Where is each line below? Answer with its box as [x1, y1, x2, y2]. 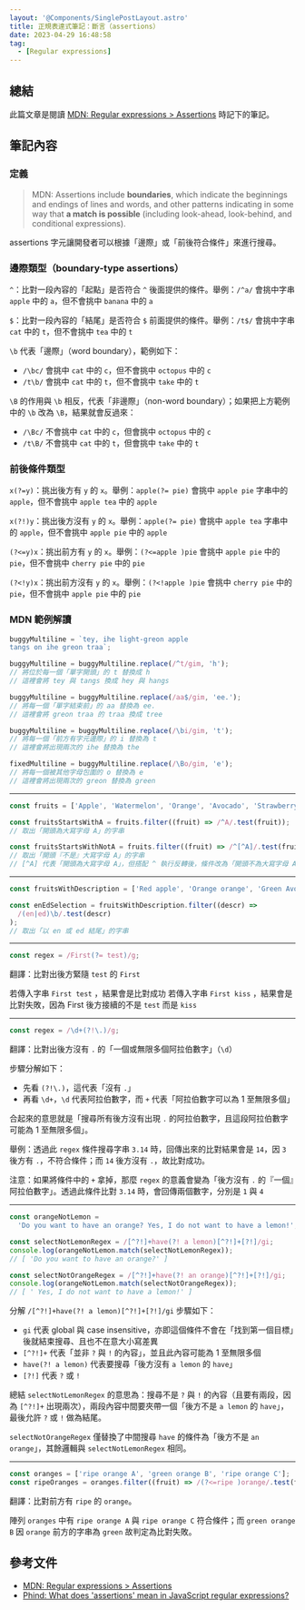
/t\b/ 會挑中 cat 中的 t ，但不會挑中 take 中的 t [22, 376, 200, 387]
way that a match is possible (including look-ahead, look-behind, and [31, 208, 292, 219]
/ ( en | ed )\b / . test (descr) [17, 909, 112, 919]
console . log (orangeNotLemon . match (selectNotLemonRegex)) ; [9, 1245, 233, 1255]
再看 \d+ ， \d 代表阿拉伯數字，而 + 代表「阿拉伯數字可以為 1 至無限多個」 [22, 1093, 295, 1105]
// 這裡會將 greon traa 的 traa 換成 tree [9, 709, 163, 719]
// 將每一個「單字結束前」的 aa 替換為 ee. [9, 701, 156, 710]
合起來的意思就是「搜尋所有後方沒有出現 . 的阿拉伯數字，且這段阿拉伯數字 [9, 1113, 289, 1124]
